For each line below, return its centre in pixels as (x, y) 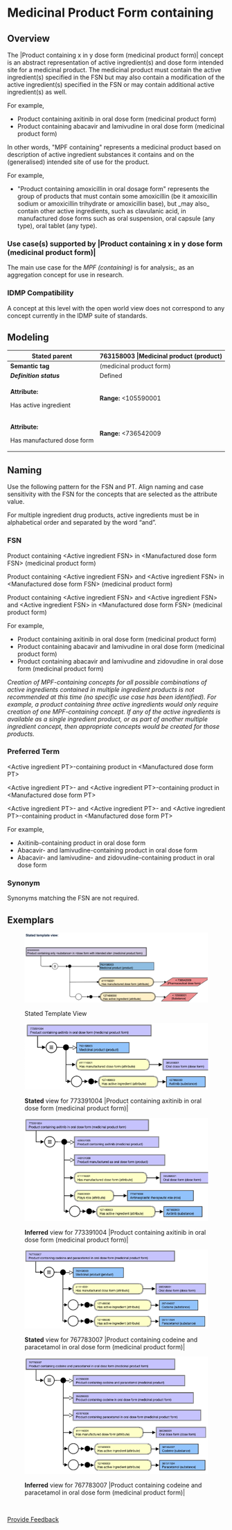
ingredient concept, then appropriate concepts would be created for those (114, 726)
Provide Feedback (33, 1520)
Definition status (35, 376)
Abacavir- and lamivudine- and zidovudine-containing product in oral (116, 857)
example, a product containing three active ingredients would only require (113, 704)
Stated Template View (56, 1013)
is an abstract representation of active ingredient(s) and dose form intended (115, 63)
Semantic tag (30, 366)
